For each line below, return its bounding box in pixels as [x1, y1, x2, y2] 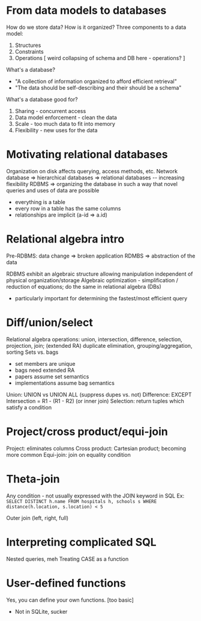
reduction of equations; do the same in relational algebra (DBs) [6, 283, 162, 290]
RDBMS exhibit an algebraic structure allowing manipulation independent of [6, 270, 193, 277]
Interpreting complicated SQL [6, 535, 157, 549]
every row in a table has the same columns [14, 205, 121, 212]
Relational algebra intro [6, 232, 125, 246]
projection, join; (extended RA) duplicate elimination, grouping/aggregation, [6, 342, 193, 349]
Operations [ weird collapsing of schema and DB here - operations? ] [14, 54, 185, 61]
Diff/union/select [6, 316, 93, 329]
